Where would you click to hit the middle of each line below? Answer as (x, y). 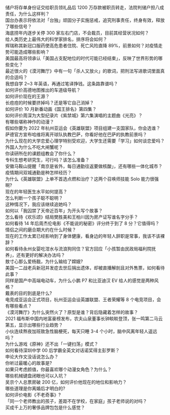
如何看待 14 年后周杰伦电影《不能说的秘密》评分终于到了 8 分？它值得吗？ (82, 223)
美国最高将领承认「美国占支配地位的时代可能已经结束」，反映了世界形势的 (82, 58)
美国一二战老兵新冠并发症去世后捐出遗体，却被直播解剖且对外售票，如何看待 (85, 268)
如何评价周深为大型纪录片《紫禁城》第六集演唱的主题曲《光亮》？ (74, 115)
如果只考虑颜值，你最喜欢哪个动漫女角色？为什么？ (58, 369)
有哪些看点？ (18, 306)
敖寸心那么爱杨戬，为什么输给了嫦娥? (44, 261)
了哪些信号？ (18, 26)
